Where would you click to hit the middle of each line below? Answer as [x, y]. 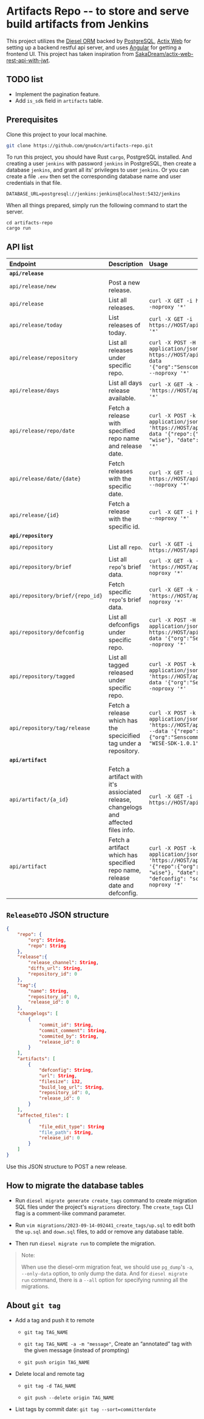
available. [122, 398]
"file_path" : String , [66, 1133]
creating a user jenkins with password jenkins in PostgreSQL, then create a [101, 164]
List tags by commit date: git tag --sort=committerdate [85, 1409]
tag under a [125, 743]
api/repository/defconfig [47, 633]
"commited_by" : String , [69, 1036]
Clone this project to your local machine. [57, 134]
